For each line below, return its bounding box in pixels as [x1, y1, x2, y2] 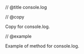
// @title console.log [5, 4, 47, 10]
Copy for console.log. [5, 23, 50, 29]
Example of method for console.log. [5, 43, 79, 49]
